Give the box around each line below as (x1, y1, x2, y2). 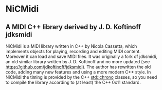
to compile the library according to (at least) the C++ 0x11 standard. (5, 79, 141, 85)
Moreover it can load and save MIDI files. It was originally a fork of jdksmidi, (5, 54, 158, 59)
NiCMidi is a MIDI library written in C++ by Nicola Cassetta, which (5, 43, 137, 49)
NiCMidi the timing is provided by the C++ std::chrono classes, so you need (5, 74, 157, 80)
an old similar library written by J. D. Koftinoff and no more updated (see (5, 59, 150, 64)
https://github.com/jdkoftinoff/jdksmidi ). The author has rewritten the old (5, 64, 151, 70)
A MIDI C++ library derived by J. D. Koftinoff (5, 23, 141, 31)
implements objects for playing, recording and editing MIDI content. (5, 49, 141, 54)
